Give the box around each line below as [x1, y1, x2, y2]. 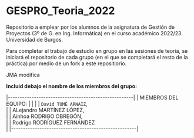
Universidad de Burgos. [6, 36, 63, 43]
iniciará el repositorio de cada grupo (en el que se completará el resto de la [6, 53, 188, 60]
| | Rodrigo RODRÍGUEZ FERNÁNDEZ [6, 119, 95, 126]
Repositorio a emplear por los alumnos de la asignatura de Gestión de [6, 23, 175, 31]
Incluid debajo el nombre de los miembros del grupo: [6, 82, 137, 89]
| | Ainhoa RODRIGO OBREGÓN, [6, 113, 83, 120]
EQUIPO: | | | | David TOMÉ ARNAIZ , [6, 100, 88, 107]
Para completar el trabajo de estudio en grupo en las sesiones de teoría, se [6, 47, 188, 54]
